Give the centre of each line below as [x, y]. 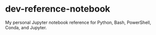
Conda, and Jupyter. [26, 27]
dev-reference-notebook [58, 9]
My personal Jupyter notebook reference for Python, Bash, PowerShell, [78, 22]
